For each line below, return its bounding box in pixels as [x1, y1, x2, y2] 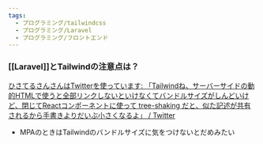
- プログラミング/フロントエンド [15, 33, 109, 42]
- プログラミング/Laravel [15, 26, 92, 34]
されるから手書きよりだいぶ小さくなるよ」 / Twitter [8, 110, 176, 119]
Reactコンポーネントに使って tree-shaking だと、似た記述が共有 [42, 100, 251, 110]
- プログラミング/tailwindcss [15, 19, 107, 27]
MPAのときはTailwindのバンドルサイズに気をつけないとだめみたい [19, 127, 235, 137]
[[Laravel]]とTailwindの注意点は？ [8, 61, 140, 72]
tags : [8, 11, 26, 20]
